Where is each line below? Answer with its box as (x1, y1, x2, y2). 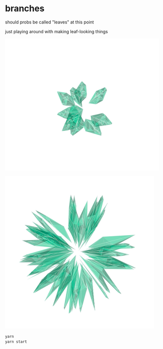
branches (5, 3, 45, 14)
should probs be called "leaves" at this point (5, 19, 94, 25)
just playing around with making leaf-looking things (5, 28, 108, 34)
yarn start (5, 339, 27, 345)
